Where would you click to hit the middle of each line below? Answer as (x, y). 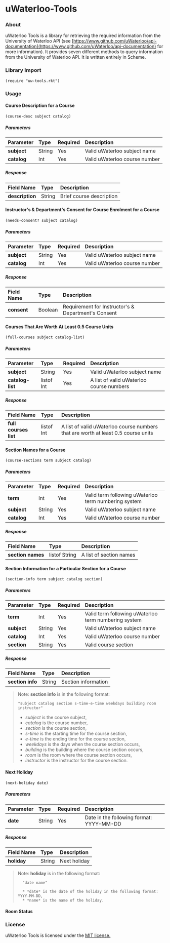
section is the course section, (56, 728)
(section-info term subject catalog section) (54, 579)
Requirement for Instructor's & (99, 306)
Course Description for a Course (40, 106)
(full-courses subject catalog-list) (45, 337)
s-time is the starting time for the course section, (76, 734)
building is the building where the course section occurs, (84, 750)
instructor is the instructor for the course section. (76, 761)
